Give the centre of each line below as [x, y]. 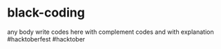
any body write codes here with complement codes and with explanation [110, 32]
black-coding [46, 13]
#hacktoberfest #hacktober [46, 39]
